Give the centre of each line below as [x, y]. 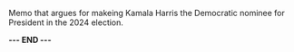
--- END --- [30, 40]
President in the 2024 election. [66, 22]
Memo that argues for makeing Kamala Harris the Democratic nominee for [147, 13]
